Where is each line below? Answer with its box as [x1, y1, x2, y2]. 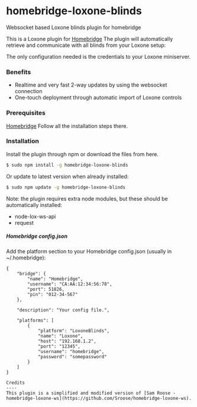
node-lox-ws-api [14, 212, 56, 220]
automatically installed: [6, 201, 62, 208]
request [14, 219, 34, 226]
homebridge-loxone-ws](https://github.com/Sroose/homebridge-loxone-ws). [6, 395, 192, 401]
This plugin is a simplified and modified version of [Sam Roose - [6, 390, 176, 396]
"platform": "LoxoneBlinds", [37, 327, 110, 333]
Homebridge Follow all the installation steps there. [6, 122, 128, 129]
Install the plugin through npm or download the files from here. [6, 150, 159, 158]
